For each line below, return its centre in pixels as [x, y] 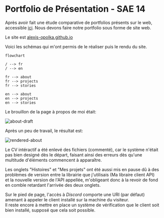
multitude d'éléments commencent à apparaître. [53, 160]
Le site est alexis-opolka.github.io [39, 37]
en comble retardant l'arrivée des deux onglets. [53, 185]
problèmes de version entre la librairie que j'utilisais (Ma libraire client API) [80, 174]
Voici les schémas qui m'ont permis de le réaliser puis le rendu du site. [76, 46]
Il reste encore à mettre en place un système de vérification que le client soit [82, 205]
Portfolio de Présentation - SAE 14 [75, 9]
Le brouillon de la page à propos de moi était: [51, 111]
